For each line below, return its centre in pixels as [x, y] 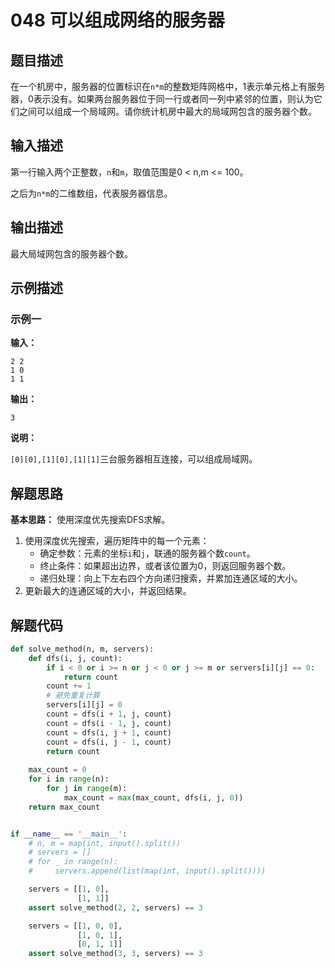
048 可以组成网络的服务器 [117, 20]
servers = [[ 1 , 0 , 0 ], [75, 926]
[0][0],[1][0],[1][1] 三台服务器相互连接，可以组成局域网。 [134, 459]
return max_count [64, 807]
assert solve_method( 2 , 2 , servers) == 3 [115, 907]
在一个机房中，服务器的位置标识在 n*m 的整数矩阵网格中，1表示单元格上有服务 [168, 86]
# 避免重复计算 [73, 696]
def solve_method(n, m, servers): [82, 649]
